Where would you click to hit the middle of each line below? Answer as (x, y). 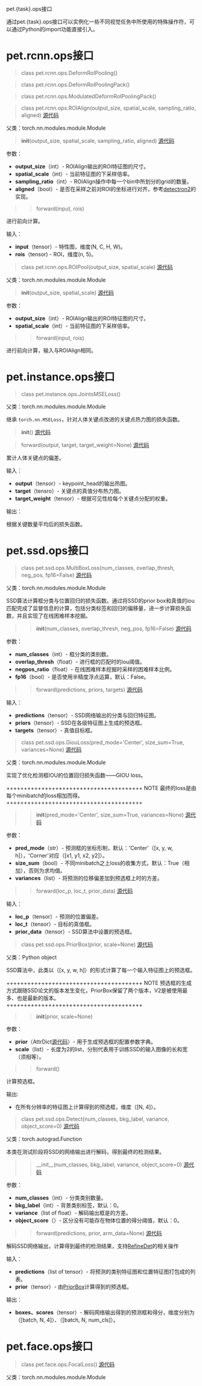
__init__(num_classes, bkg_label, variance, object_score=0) (109, 1164)
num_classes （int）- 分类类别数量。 (61, 1198)
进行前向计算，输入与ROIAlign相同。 (51, 350)
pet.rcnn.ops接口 (50, 56)
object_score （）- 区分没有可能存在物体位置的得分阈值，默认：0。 (99, 1220)
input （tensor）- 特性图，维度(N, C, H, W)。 (70, 247)
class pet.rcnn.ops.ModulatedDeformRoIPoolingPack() (89, 96)
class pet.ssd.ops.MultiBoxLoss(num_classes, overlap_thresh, (98, 568)
